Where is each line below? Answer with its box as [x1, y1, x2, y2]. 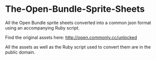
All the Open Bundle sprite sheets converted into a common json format [5, 20, 152, 26]
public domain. [5, 49, 36, 55]
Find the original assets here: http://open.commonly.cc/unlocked [5, 34, 137, 40]
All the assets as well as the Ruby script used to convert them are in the [5, 44, 151, 50]
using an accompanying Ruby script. [5, 25, 80, 30]
